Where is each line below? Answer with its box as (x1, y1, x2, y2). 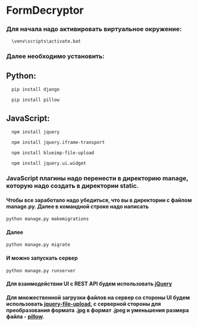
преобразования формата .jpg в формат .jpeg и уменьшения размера (6, 306, 189, 313)
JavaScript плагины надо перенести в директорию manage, (6, 174, 188, 182)
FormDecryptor (6, 4, 84, 17)
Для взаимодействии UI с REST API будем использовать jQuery (6, 280, 172, 287)
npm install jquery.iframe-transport (11, 140, 105, 146)
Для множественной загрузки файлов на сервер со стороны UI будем (6, 294, 190, 301)
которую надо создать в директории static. (6, 182, 139, 190)
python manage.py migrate (6, 242, 70, 248)
